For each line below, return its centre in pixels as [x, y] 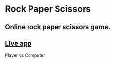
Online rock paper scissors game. [58, 27]
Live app [18, 43]
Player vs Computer [25, 55]
